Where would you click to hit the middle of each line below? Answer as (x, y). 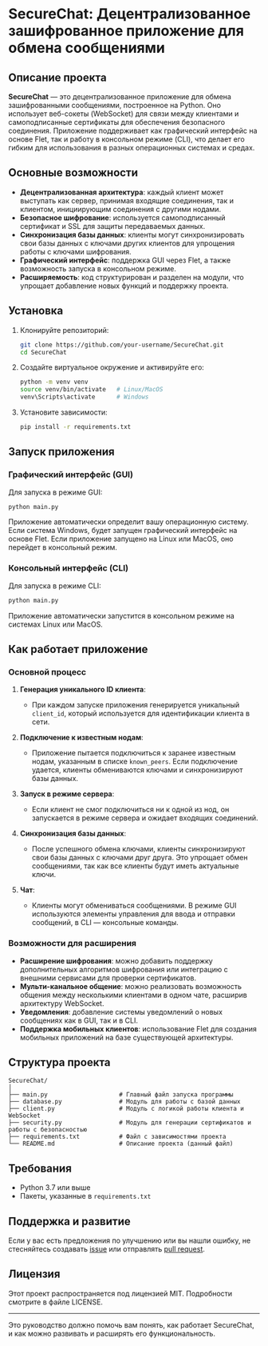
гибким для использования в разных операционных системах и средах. (132, 148)
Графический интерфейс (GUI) (71, 475)
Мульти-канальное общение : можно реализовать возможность (130, 986)
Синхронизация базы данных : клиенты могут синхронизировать (132, 234)
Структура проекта (59, 1062)
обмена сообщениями (87, 48)
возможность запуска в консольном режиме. (98, 268)
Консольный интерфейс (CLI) (69, 568)
